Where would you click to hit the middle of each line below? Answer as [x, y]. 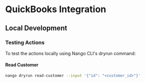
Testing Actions [25, 43]
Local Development [36, 28]
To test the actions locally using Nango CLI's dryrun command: [70, 53]
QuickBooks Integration [56, 9]
